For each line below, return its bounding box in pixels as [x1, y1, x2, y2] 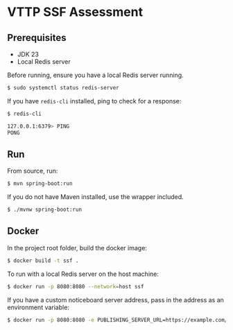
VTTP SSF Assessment [7, 4, 144, 20]
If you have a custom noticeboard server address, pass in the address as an [7, 295, 224, 304]
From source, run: [7, 167, 58, 175]
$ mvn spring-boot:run [7, 180, 73, 187]
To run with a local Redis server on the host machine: [7, 270, 159, 278]
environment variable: [7, 303, 69, 311]
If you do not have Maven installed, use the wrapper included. [7, 193, 184, 201]
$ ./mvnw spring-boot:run [7, 206, 82, 214]
